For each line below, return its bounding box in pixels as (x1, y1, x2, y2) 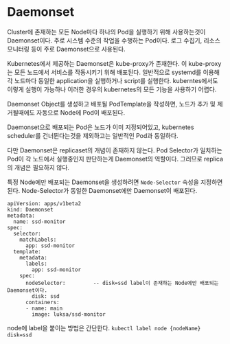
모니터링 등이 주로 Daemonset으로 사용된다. (7, 45, 126, 53)
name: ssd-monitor (13, 218, 67, 225)
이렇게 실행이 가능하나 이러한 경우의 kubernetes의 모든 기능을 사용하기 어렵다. (7, 85, 217, 93)
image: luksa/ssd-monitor (32, 310, 106, 318)
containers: (25, 299, 60, 306)
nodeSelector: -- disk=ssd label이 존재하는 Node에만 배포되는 (25, 279, 219, 286)
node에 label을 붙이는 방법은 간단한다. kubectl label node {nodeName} (7, 323, 201, 332)
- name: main (25, 305, 63, 312)
